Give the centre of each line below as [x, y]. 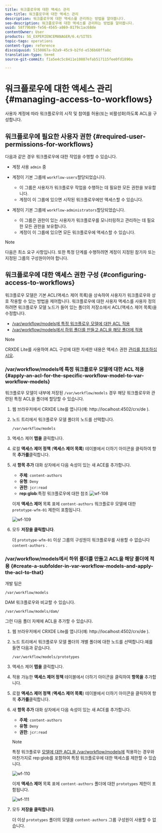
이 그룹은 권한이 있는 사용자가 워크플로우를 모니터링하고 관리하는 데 [82, 220]
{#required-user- [119, 136]
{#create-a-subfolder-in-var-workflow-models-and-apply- [82, 566]
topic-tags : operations [29, 41]
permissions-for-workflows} [49, 144]
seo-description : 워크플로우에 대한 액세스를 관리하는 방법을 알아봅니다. [70, 23]
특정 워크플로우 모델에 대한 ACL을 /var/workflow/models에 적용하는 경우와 [83, 752]
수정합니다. [15, 313]
